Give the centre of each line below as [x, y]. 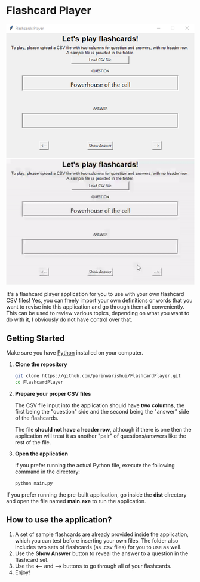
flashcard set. [32, 559]
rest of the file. [33, 442]
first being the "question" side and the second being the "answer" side [102, 411]
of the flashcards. [36, 418]
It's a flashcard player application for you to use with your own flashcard [95, 294]
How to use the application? [59, 520]
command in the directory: [47, 472]
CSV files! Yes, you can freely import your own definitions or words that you [99, 301]
